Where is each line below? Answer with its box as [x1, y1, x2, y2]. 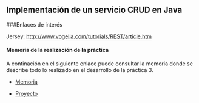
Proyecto [15, 90, 38, 98]
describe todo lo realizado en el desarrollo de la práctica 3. [6, 67, 153, 74]
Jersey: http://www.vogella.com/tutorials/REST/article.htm [6, 33, 152, 40]
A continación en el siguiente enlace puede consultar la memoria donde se [6, 60, 193, 67]
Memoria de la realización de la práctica [6, 47, 109, 54]
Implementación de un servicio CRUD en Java [6, 5, 183, 15]
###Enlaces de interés [6, 21, 62, 28]
